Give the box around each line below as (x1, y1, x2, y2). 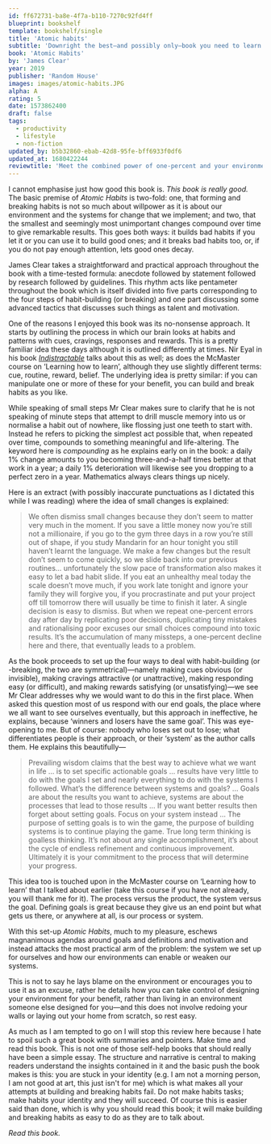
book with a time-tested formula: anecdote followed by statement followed (8, 268, 256, 279)
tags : (8, 117, 27, 125)
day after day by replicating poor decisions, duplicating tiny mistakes (27, 615, 257, 625)
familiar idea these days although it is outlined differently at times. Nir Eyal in (8, 344, 262, 354)
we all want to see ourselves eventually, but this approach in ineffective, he (8, 708, 258, 718)
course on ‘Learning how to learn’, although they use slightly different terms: (8, 361, 262, 372)
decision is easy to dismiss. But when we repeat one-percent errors (27, 606, 254, 616)
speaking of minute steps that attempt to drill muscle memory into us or (8, 412, 246, 421)
